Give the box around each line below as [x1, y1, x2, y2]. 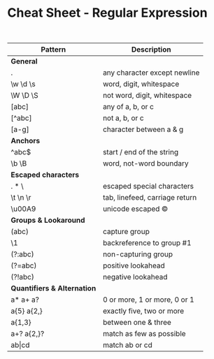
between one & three [102, 317, 171, 327]
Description [131, 44, 171, 54]
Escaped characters [10, 170, 79, 179]
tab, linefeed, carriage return [102, 192, 197, 202]
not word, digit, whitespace [102, 90, 192, 100]
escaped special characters [102, 181, 194, 191]
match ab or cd [102, 340, 152, 350]
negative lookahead [102, 272, 168, 281]
